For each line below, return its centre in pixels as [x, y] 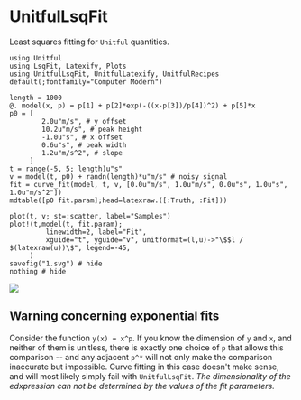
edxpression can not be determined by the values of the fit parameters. [142, 386]
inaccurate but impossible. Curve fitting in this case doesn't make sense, [144, 367]
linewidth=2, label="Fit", [96, 232]
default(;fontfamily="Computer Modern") [87, 82]
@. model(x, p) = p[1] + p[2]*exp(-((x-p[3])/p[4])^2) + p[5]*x [132, 106]
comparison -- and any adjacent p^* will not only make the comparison [141, 357]
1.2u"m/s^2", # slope [82, 153]
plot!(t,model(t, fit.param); [66, 224]
